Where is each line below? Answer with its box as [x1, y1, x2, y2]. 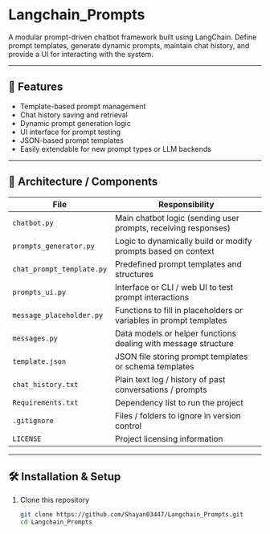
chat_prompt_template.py [12, 264, 108, 274]
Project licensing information [115, 433, 223, 444]
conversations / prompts [115, 384, 207, 395]
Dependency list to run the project [115, 397, 243, 408]
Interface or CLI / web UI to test [115, 281, 234, 292]
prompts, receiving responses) [115, 222, 231, 234]
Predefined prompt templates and [115, 259, 243, 270]
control [115, 420, 142, 431]
